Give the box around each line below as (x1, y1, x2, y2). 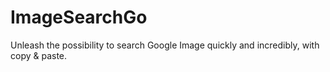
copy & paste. (10, 49, 68, 61)
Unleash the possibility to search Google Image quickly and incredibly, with (10, 39, 320, 51)
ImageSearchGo (10, 6, 148, 29)
